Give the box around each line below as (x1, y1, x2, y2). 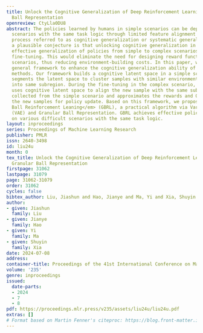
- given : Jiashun (6, 205, 50, 211)
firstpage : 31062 (6, 166, 50, 172)
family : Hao (11, 222, 42, 228)
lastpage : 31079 (6, 171, 47, 178)
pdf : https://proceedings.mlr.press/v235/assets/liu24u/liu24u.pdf (6, 306, 180, 312)
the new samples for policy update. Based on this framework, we (11, 98, 180, 104)
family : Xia (11, 244, 42, 250)
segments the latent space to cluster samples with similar (11, 76, 166, 82)
